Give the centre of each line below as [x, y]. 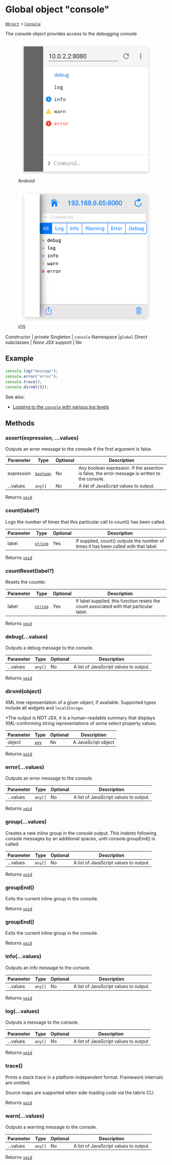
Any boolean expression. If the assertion [121, 468]
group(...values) [26, 822]
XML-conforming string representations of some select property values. [81, 724]
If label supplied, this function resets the [118, 601]
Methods [20, 423]
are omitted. [18, 1082]
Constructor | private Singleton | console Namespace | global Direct [76, 337]
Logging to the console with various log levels [61, 407]
